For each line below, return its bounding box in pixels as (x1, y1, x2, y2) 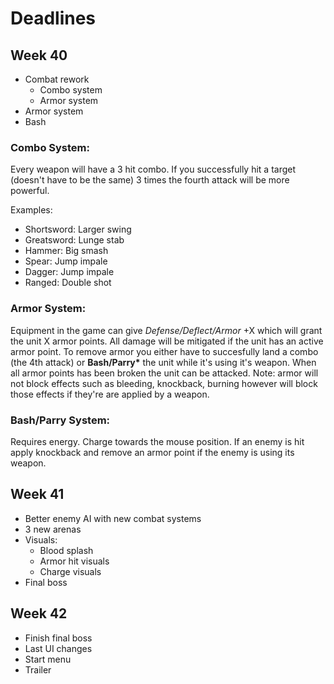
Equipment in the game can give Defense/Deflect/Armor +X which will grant (10, 324, 323, 336)
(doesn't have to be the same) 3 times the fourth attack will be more (10, 174, 290, 186)
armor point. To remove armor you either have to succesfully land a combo (10, 345, 319, 357)
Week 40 (10, 47, 68, 64)
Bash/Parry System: (10, 413, 111, 427)
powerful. (10, 185, 50, 197)
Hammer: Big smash (24, 245, 109, 257)
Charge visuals (39, 565, 102, 577)
